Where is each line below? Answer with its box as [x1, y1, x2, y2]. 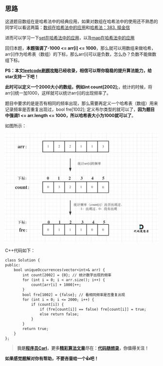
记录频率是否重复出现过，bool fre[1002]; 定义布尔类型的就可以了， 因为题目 [5, 106, 155, 112]
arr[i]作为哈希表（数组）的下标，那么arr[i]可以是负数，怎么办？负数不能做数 [5, 51, 157, 57]
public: [5, 263, 21, 267]
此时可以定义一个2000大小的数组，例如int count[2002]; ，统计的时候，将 [5, 84, 153, 90]
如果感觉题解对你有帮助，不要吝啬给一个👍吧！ [5, 355, 98, 361]
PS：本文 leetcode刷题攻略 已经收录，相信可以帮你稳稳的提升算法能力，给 [5, 67, 152, 73]
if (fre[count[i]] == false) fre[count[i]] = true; [39, 307, 147, 312]
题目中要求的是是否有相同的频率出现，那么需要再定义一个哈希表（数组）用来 [5, 100, 158, 106]
